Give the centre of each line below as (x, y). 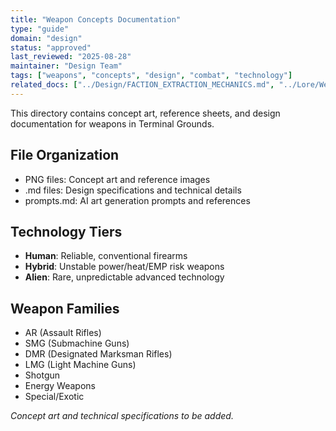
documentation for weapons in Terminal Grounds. (112, 123)
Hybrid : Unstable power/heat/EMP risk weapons (124, 267)
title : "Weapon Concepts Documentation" (96, 19)
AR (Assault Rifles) (63, 333)
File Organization (65, 155)
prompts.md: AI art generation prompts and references (137, 200)
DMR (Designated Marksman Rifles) (98, 354)
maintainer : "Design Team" (66, 66)
